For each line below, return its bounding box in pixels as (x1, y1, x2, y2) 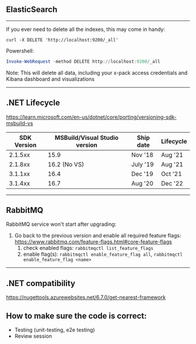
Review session (14, 332, 52, 339)
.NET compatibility (6, 278, 76, 288)
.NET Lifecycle (6, 98, 60, 108)
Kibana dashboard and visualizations (6, 75, 95, 82)
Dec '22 (161, 179, 184, 187)
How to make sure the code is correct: (6, 311, 147, 321)
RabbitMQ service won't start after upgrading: (6, 221, 117, 228)
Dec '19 (131, 170, 153, 178)
